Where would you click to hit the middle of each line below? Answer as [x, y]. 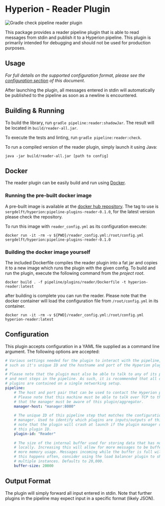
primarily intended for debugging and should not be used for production [78, 42]
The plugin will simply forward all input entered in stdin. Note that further [79, 493]
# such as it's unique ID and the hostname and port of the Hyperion [78, 365]
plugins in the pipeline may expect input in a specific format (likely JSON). [80, 498]
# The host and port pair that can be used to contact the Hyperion [85, 392]
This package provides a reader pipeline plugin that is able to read [72, 32]
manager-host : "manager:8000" [45, 406]
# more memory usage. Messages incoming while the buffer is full [83, 452]
